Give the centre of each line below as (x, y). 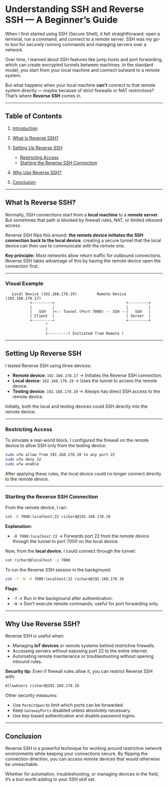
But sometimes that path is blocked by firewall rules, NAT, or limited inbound (84, 220)
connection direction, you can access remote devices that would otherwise (82, 759)
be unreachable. (22, 764)
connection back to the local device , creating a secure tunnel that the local (83, 240)
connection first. (22, 266)
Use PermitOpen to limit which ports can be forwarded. (68, 705)
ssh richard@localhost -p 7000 (38, 560)
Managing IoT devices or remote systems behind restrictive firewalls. (84, 646)
